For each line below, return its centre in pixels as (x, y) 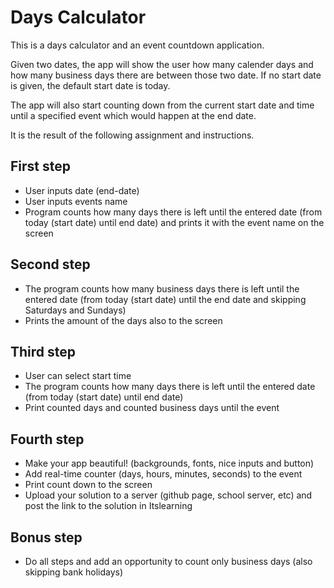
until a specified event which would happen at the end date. (133, 115)
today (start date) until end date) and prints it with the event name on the (174, 222)
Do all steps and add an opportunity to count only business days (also (168, 561)
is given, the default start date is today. (90, 85)
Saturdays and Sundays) (75, 310)
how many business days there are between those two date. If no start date (166, 75)
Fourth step (47, 439)
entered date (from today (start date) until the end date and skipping (165, 299)
